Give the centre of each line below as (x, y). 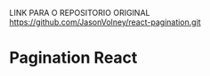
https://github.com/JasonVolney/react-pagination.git (105, 22)
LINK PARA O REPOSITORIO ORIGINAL (80, 13)
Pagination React (73, 58)
